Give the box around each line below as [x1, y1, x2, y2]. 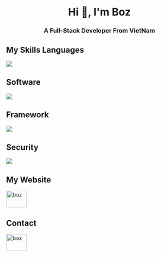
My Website [6, 175, 51, 185]
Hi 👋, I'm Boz [67, 5, 131, 19]
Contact [6, 218, 37, 228]
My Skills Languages [6, 44, 85, 55]
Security [6, 142, 38, 152]
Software [6, 77, 41, 88]
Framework [6, 110, 49, 120]
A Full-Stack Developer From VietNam [43, 27, 156, 35]
